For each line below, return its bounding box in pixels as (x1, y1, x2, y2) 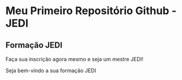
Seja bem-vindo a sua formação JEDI (5, 67, 96, 74)
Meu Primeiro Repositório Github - (5, 4, 177, 18)
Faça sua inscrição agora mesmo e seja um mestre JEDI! (5, 56, 144, 62)
